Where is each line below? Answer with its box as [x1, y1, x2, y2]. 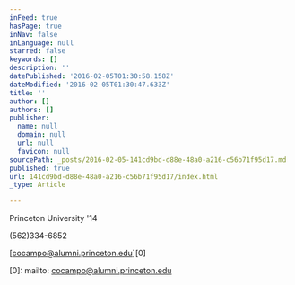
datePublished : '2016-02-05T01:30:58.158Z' [9, 72, 175, 81]
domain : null [17, 130, 66, 139]
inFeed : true [9, 13, 58, 22]
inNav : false [9, 30, 58, 39]
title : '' [9, 88, 47, 97]
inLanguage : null [9, 38, 74, 48]
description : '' [9, 64, 70, 73]
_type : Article [9, 181, 66, 190]
